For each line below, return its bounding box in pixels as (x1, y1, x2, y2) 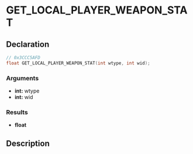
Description (6, 138, 50, 148)
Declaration (6, 39, 50, 49)
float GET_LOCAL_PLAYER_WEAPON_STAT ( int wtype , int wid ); (6, 60, 150, 66)
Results (6, 108, 28, 116)
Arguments (6, 74, 39, 82)
